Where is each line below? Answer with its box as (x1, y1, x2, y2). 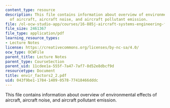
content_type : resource (5, 7, 56, 13)
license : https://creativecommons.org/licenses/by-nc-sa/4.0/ (5, 45, 139, 50)
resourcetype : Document (5, 69, 56, 74)
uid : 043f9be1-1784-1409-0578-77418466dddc (5, 78, 99, 83)
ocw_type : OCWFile (5, 49, 44, 55)
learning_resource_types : (5, 36, 60, 41)
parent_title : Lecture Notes (5, 54, 67, 60)
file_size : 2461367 (5, 26, 47, 31)
